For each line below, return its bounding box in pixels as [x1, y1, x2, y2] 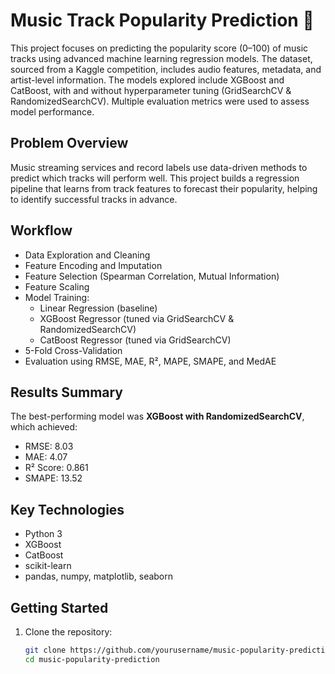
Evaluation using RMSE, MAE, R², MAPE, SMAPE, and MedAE [24, 355, 277, 367]
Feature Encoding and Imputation [24, 259, 163, 271]
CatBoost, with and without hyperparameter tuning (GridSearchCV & [10, 84, 292, 96]
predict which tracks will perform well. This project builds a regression [10, 172, 300, 184]
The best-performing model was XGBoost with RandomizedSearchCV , [10, 410, 305, 423]
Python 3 [24, 528, 63, 540]
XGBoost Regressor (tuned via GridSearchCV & [39, 312, 235, 324]
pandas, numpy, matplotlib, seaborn [24, 570, 174, 583]
